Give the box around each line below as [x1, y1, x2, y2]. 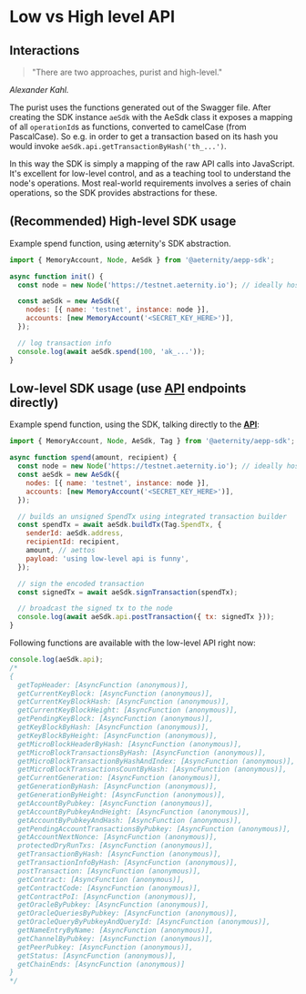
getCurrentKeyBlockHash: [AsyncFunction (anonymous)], [17, 697, 230, 706]
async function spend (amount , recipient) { [9, 453, 178, 462]
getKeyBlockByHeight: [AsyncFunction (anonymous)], [17, 731, 219, 740]
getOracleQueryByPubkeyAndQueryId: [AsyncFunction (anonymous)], [17, 918, 271, 927]
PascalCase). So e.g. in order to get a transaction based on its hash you [9, 131, 279, 142]
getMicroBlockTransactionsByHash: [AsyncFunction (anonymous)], [17, 748, 267, 757]
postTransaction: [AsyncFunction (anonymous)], [17, 867, 202, 876]
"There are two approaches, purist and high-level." [31, 66, 223, 77]
